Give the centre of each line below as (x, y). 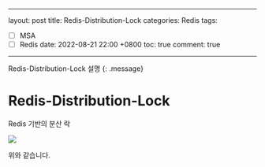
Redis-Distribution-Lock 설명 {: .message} (76, 69)
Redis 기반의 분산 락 (39, 124)
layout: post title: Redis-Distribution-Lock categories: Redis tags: (113, 20)
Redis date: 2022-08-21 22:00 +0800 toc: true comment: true (120, 45)
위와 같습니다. (30, 155)
